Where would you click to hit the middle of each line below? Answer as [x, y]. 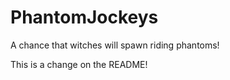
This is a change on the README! [79, 64]
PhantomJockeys [84, 17]
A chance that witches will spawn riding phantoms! [115, 45]
